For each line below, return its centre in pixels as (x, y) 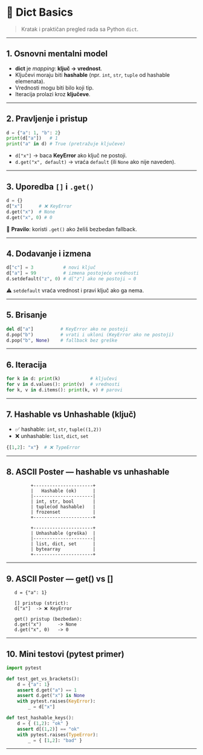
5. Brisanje (27, 315)
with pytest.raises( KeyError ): (56, 701)
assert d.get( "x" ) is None (51, 696)
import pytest (24, 668)
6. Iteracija (27, 364)
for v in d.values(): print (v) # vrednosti (63, 384)
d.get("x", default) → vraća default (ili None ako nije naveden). (95, 162)
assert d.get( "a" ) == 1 (47, 690)
